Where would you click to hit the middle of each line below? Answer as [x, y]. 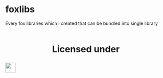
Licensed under [86, 49]
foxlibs [20, 9]
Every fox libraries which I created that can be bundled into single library [82, 23]
